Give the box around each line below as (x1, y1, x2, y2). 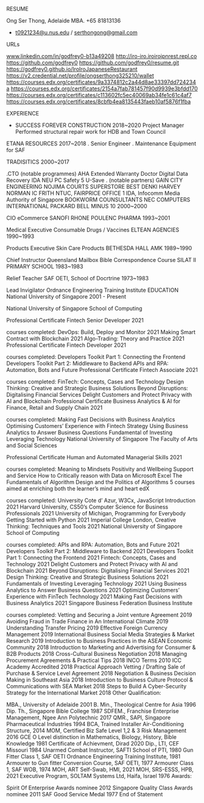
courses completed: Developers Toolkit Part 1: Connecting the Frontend (6, 354, 186, 360)
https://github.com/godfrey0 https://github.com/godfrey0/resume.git (6, 59, 180, 66)
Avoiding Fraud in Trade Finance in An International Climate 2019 (6, 618, 169, 625)
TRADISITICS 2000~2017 (6, 158, 70, 165)
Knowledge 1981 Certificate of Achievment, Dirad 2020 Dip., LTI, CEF (6, 740, 180, 747)
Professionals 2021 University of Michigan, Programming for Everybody (6, 510, 186, 517)
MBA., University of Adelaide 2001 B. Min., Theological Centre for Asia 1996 (6, 701, 197, 708)
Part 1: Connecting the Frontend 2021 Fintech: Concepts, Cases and (6, 554, 177, 561)
